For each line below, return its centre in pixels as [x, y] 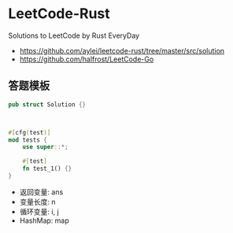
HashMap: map [44, 220]
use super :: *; [45, 147]
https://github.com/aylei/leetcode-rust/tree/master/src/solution [122, 50]
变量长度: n [38, 202]
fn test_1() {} [47, 169]
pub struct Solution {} [47, 104]
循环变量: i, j [39, 211]
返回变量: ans [41, 192]
